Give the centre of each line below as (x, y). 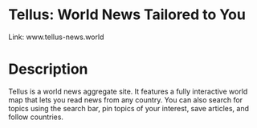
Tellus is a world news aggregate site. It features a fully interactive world (128, 91)
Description (48, 69)
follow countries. (36, 117)
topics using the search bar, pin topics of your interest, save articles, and (129, 108)
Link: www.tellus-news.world (56, 37)
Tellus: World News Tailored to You (127, 15)
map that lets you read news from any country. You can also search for (126, 100)
